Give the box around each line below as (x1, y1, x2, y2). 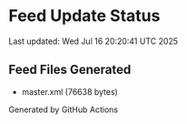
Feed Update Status (8, 5, 161, 26)
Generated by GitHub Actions (8, 104, 119, 115)
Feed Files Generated (8, 62, 132, 77)
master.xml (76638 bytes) (21, 86, 119, 97)
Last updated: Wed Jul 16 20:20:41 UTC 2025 (8, 36, 179, 46)
